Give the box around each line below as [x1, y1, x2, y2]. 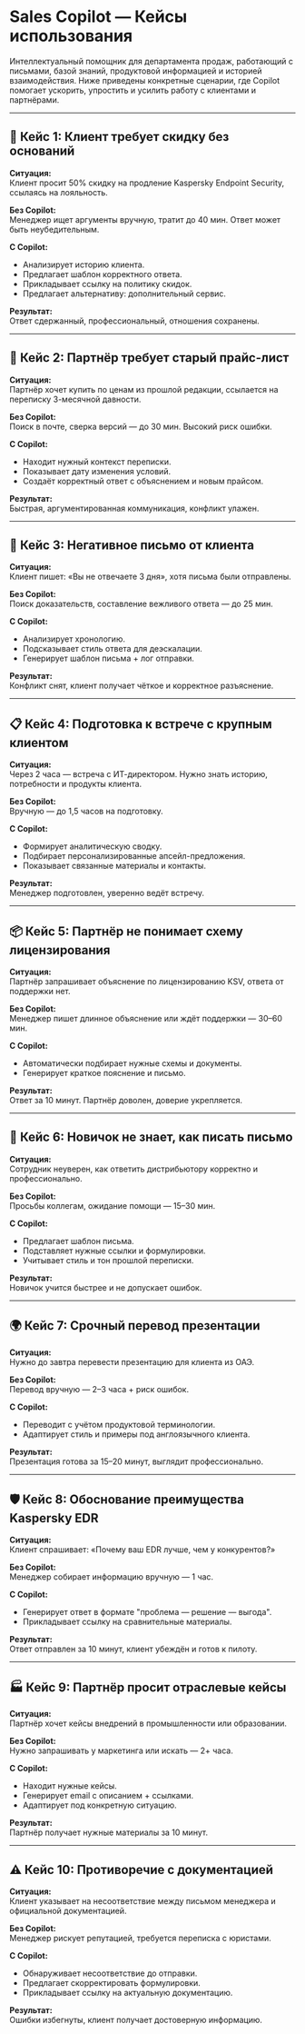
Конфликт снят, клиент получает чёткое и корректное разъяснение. [9, 680, 274, 692]
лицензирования [9, 942, 111, 958]
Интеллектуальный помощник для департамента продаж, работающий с [9, 55, 293, 66]
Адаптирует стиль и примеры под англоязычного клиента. [22, 1429, 251, 1440]
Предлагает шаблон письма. [22, 1235, 134, 1246]
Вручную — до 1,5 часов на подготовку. [9, 806, 163, 817]
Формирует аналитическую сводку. [22, 841, 162, 852]
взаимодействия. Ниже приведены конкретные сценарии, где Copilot [9, 75, 280, 85]
